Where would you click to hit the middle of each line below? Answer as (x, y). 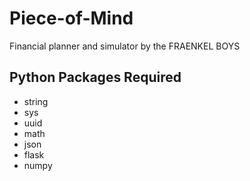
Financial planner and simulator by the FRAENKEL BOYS (125, 46)
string (36, 101)
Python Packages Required (95, 77)
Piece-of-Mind (71, 18)
